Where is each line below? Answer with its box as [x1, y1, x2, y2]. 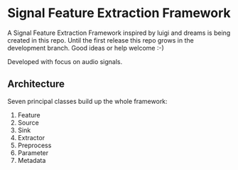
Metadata [17, 156, 46, 164]
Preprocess [17, 141, 52, 149]
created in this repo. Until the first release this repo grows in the [7, 36, 194, 44]
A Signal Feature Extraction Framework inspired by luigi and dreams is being [7, 28, 231, 37]
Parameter [17, 148, 49, 157]
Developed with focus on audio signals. [7, 57, 123, 65]
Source [17, 118, 39, 127]
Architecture [7, 78, 65, 90]
